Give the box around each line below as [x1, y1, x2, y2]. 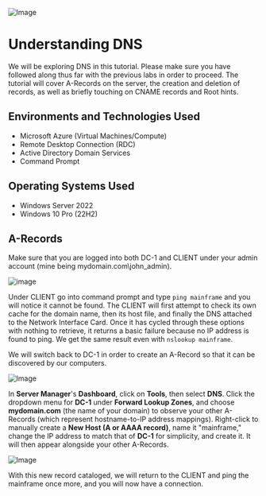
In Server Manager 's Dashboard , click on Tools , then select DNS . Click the [8, 389, 256, 399]
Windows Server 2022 [19, 200, 94, 210]
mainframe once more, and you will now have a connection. [8, 479, 204, 489]
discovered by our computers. [8, 358, 107, 368]
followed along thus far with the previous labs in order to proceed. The [8, 70, 239, 79]
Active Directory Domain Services [19, 148, 131, 157]
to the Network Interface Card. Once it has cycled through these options [8, 318, 245, 327]
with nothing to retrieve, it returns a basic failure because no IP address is [8, 326, 249, 335]
